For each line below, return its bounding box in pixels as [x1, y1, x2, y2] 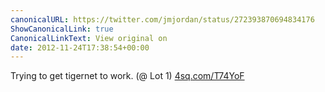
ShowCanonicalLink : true [10, 24, 114, 34]
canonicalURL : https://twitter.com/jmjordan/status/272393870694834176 [10, 14, 315, 25]
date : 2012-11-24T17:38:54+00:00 [10, 42, 150, 53]
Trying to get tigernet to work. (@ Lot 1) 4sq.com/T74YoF [10, 70, 245, 82]
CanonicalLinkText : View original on [10, 33, 168, 43]
